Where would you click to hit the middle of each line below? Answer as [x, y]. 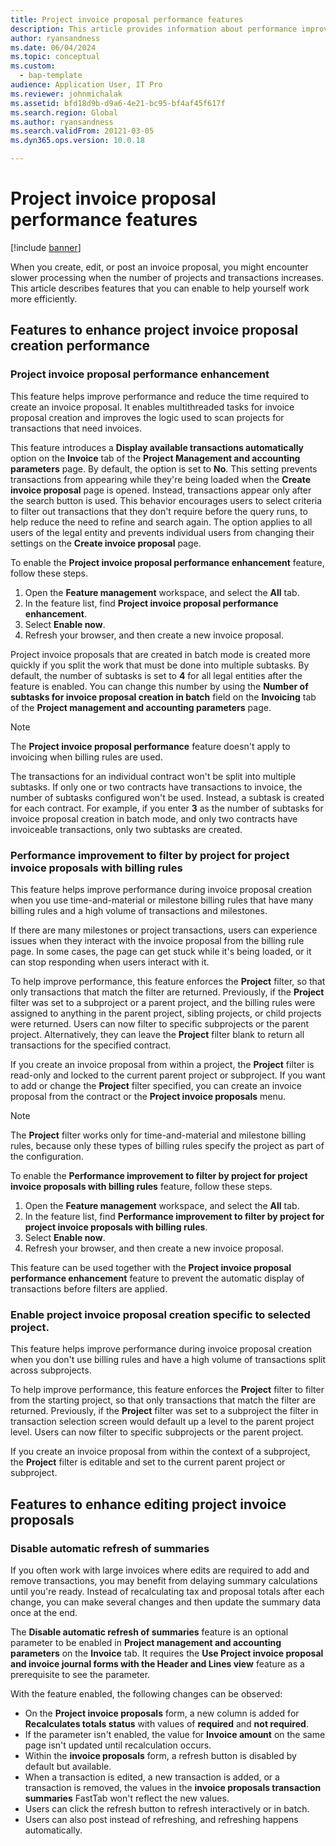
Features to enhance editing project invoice [148, 1504]
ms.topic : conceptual [55, 57]
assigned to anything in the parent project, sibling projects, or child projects [166, 1013]
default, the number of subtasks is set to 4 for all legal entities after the [156, 675]
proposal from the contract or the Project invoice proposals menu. [148, 1096]
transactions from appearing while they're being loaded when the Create [161, 479]
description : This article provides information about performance [154, 29]
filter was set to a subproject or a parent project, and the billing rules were [163, 1002]
